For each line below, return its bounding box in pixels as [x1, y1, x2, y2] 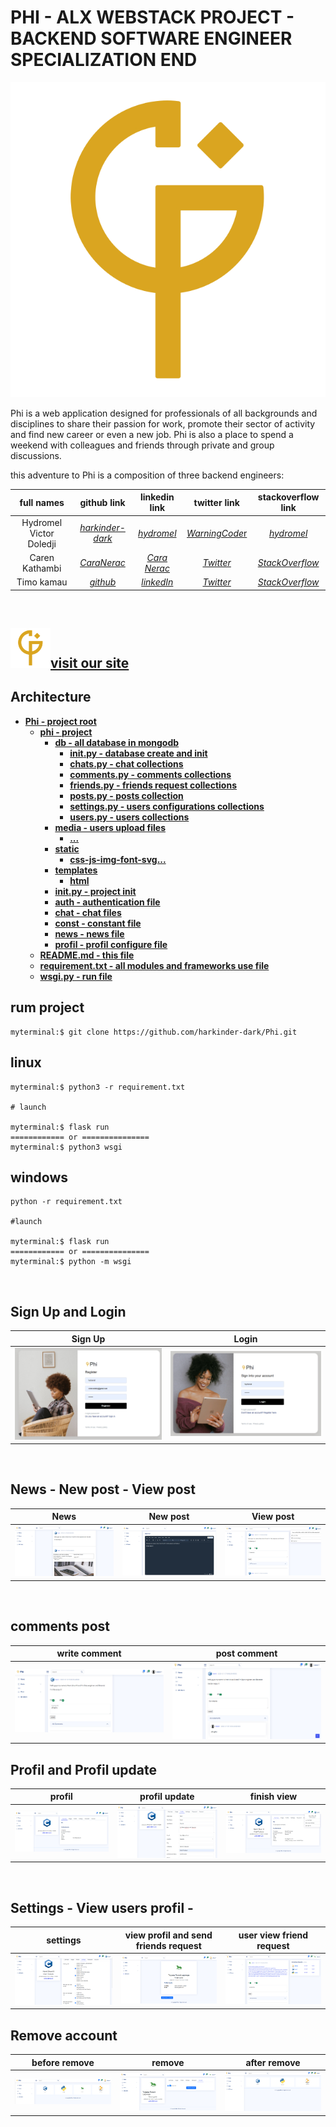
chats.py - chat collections [69, 757, 184, 770]
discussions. [10, 449, 62, 461]
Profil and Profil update [10, 1761, 158, 1778]
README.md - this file [39, 949, 135, 961]
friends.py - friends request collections [69, 779, 237, 791]
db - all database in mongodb [54, 736, 180, 748]
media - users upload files [54, 821, 166, 833]
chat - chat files [54, 906, 122, 918]
